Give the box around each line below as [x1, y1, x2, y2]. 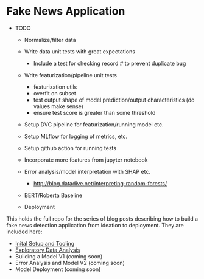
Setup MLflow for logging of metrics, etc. [24, 133, 128, 140]
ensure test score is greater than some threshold [33, 109, 156, 116]
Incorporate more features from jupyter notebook [24, 156, 148, 164]
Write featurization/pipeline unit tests [24, 71, 118, 78]
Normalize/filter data [24, 36, 76, 43]
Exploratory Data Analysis [15, 246, 80, 253]
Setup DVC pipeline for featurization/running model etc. [24, 120, 164, 128]
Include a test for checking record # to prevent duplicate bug [33, 60, 186, 67]
